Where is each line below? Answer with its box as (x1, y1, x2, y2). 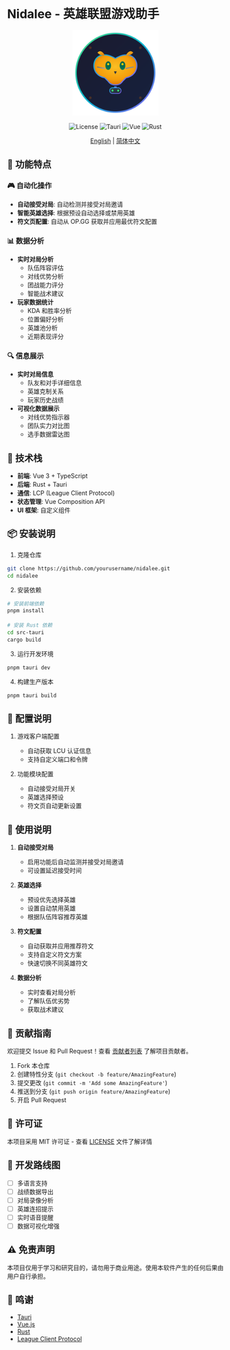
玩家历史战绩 (27, 396, 64, 404)
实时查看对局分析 (27, 988, 76, 997)
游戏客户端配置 (16, 732, 60, 741)
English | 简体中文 (90, 137, 141, 145)
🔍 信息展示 (7, 351, 45, 360)
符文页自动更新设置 (27, 802, 82, 810)
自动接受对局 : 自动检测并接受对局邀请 (16, 200, 124, 208)
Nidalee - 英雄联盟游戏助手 (7, 6, 160, 22)
